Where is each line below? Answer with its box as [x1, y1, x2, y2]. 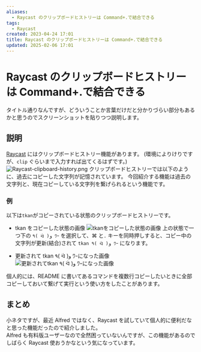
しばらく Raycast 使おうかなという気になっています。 [6, 339, 139, 346]
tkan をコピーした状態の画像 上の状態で [14, 224, 189, 232]
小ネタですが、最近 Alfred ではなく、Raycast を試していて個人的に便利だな [6, 316, 192, 324]
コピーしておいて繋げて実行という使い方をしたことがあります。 [6, 280, 163, 287]
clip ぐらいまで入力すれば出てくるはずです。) [16, 158, 128, 165]
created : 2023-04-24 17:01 [6, 31, 74, 37]
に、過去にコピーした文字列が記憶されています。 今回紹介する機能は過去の [6, 173, 191, 180]
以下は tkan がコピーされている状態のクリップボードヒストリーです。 [6, 211, 174, 218]
